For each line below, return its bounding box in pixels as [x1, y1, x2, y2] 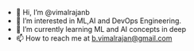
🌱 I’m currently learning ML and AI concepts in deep [15, 25, 187, 33]
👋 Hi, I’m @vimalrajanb [15, 8, 90, 17]
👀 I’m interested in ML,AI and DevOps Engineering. [15, 16, 181, 25]
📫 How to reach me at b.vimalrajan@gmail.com [15, 33, 173, 43]
